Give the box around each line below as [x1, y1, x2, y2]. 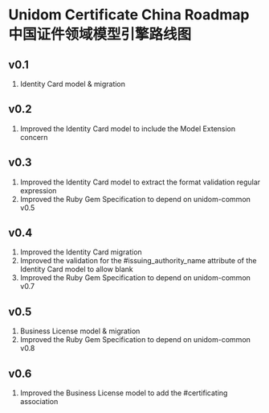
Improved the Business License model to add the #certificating [19, 388, 228, 398]
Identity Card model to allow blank [19, 264, 134, 275]
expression [19, 185, 57, 195]
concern [19, 132, 48, 142]
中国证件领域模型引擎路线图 [8, 26, 192, 43]
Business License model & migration [19, 326, 141, 336]
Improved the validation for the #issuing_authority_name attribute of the [19, 256, 257, 266]
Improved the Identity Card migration [19, 247, 142, 257]
